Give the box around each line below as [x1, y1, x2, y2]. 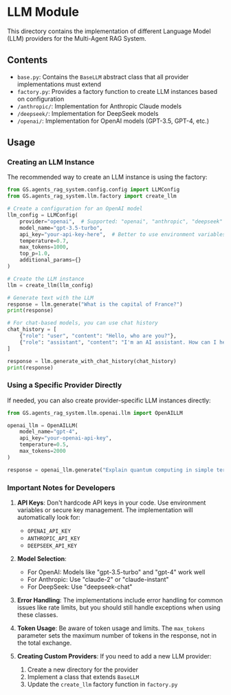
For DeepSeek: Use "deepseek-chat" [27, 583, 133, 591]
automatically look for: [16, 513, 80, 522]
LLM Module [7, 4, 79, 20]
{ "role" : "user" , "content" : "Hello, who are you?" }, [19, 333, 177, 340]
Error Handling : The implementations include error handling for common [16, 596, 223, 605]
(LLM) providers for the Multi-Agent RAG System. [7, 34, 146, 42]
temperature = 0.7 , [19, 237, 69, 244]
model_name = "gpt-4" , [19, 429, 78, 435]
